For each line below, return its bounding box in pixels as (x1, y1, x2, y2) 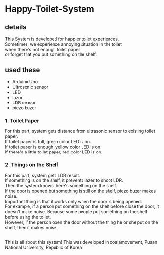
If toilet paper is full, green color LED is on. (5, 139, 91, 145)
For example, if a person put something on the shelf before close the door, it (5, 204, 159, 209)
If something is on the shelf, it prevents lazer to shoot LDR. (5, 178, 124, 183)
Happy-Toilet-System (5, 3, 95, 15)
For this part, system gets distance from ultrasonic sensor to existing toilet (5, 128, 156, 134)
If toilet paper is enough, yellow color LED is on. (5, 144, 102, 150)
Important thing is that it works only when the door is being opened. (5, 199, 142, 204)
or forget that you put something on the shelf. (5, 51, 97, 57)
